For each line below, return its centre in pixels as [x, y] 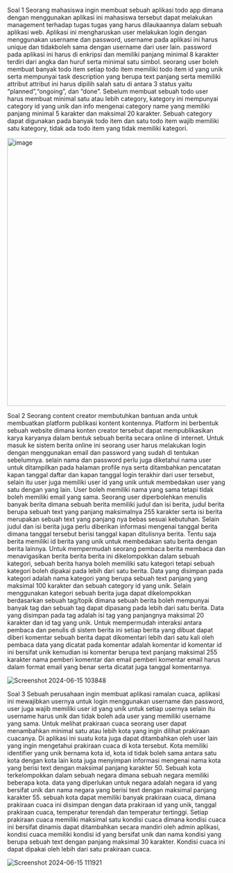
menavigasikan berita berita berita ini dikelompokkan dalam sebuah [103, 556]
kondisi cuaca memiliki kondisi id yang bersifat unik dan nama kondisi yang [114, 834]
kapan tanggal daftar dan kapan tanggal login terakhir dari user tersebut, [111, 475]
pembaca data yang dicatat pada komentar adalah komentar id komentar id [114, 645]
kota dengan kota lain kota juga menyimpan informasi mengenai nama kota [114, 760]
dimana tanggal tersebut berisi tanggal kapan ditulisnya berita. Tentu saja [112, 534]
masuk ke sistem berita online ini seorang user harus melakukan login [107, 445]
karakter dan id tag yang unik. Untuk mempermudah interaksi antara [105, 623]
